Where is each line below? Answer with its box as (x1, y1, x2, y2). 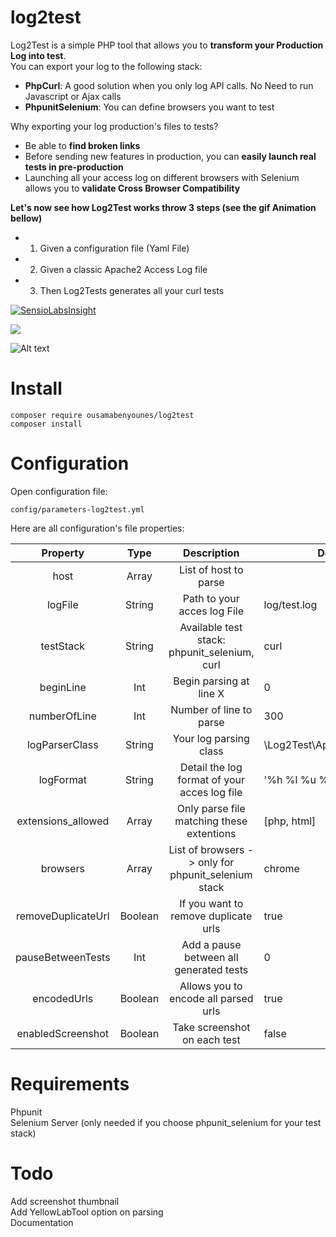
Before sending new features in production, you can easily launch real (24, 150, 317, 162)
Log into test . (10, 49, 67, 61)
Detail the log (179, 760, 243, 774)
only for (197, 855, 235, 869)
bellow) (10, 212, 43, 224)
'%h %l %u (263, 772, 317, 786)
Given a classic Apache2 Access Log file (39, 263, 208, 275)
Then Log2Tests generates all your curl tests (39, 284, 225, 296)
